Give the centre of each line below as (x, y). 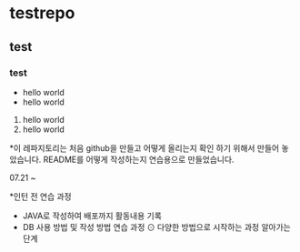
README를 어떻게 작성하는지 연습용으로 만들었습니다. (139, 159)
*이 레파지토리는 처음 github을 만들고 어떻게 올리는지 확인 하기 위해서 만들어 (145, 147)
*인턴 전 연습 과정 (40, 196)
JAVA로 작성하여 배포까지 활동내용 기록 (92, 216)
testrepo (42, 13)
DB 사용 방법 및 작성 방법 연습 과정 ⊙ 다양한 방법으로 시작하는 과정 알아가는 (156, 227)
